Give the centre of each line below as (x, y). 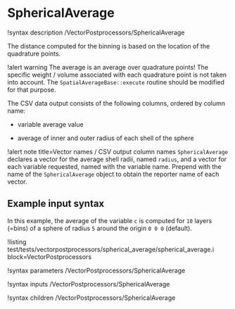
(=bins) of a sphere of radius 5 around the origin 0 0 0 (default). (100, 228)
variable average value (50, 124)
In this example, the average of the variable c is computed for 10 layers (110, 220)
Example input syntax (56, 204)
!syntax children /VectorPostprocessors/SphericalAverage (91, 298)
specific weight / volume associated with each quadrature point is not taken (117, 75)
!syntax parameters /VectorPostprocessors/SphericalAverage (96, 270)
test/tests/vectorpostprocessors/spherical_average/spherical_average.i (111, 249)
